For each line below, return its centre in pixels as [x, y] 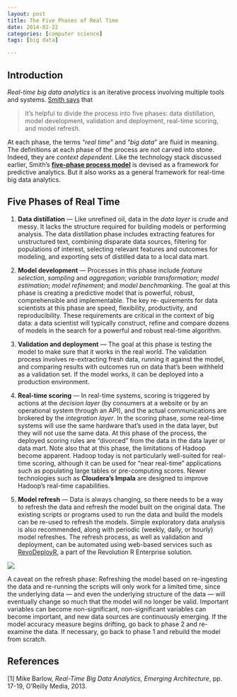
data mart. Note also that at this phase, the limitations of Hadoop [112, 448]
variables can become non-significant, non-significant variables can [107, 609]
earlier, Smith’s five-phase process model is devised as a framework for [113, 164]
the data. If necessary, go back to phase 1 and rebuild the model [127, 631]
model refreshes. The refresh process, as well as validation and [110, 537]
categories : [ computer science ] [55, 34]
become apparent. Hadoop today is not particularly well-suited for [114, 455]
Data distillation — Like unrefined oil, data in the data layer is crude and [123, 219]
